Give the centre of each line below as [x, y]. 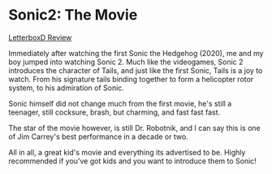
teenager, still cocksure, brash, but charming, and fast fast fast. [114, 112]
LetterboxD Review [40, 37]
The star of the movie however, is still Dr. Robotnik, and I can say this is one [135, 128]
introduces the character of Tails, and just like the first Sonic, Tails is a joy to [136, 70]
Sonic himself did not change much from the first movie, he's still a [120, 103]
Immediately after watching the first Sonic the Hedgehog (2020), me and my [136, 53]
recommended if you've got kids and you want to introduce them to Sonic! [133, 161]
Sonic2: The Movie [73, 15]
